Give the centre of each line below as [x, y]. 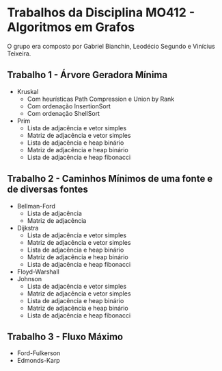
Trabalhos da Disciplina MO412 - [101, 13]
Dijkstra [28, 228]
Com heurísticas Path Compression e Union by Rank [101, 99]
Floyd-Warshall [38, 272]
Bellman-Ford [36, 206]
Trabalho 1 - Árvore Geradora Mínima [87, 75]
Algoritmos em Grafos [71, 27]
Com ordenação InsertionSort [69, 106]
